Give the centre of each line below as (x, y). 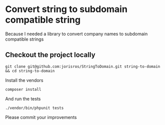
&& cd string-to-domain (30, 71)
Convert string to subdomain (66, 9)
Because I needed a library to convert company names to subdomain (76, 34)
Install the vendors (24, 80)
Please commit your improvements (41, 117)
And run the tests (23, 98)
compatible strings (25, 39)
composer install (23, 89)
